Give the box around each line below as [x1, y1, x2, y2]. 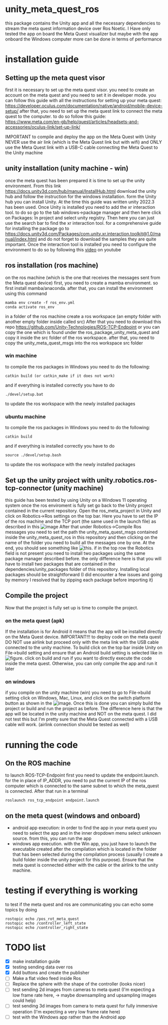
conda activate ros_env [5, 304, 55, 309]
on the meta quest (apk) [5, 617, 64, 624]
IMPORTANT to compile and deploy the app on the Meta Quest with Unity [5, 134, 156, 140]
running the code [5, 739, 78, 751]
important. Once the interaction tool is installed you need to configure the [5, 241, 156, 247]
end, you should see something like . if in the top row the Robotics [5, 545, 153, 551]
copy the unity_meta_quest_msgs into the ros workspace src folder [5, 339, 143, 346]
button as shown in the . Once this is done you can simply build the [5, 700, 161, 707]
